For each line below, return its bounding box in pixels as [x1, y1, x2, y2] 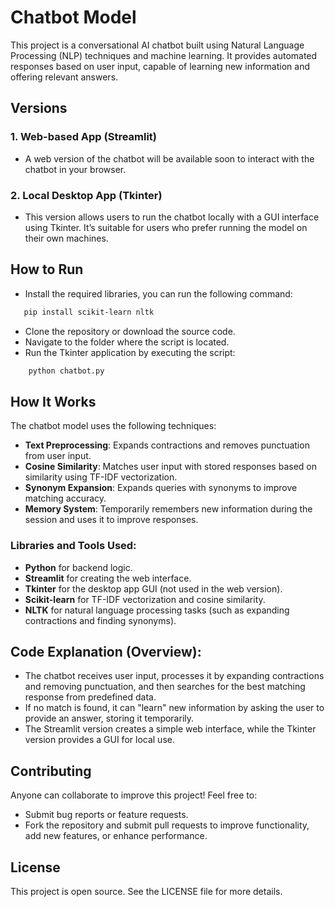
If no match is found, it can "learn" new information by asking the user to [24, 702, 325, 714]
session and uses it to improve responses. [24, 514, 199, 526]
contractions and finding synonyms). [24, 614, 177, 626]
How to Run [10, 261, 84, 278]
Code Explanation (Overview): [10, 643, 202, 660]
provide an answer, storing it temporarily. [24, 712, 195, 725]
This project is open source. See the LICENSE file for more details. [10, 886, 283, 898]
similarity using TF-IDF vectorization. [24, 471, 178, 483]
